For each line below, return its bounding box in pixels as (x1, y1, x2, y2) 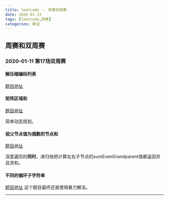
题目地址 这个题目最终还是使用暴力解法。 (5, 184, 91, 190)
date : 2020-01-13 (5, 12, 42, 17)
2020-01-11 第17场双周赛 (5, 57, 66, 64)
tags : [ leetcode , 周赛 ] (5, 17, 51, 22)
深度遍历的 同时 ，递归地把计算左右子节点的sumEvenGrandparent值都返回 (5, 154, 156, 160)
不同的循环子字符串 (5, 172, 45, 178)
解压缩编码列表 (5, 71, 36, 77)
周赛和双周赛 (5, 41, 45, 50)
